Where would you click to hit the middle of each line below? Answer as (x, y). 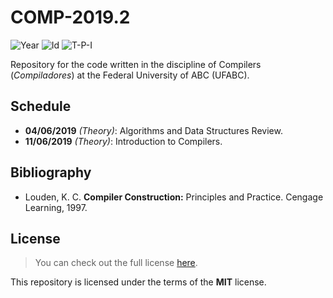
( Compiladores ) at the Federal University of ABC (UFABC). (130, 75)
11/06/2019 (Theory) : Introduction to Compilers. (123, 141)
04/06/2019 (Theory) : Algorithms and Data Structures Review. (153, 130)
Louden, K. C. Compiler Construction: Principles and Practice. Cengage (174, 197)
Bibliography (51, 172)
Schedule (41, 106)
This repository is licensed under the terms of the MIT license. (138, 282)
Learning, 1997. (56, 207)
